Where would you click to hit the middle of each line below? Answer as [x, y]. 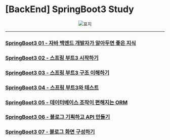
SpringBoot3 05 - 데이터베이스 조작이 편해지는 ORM [67, 102]
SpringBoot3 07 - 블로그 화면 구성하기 [50, 132]
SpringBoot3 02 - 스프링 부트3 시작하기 [52, 58]
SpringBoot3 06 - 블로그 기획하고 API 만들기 [58, 117]
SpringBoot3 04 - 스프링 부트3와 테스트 [52, 87]
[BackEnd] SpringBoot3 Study [70, 9]
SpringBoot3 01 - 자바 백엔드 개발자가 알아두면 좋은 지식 [71, 43]
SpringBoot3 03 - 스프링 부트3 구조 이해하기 [57, 73]
